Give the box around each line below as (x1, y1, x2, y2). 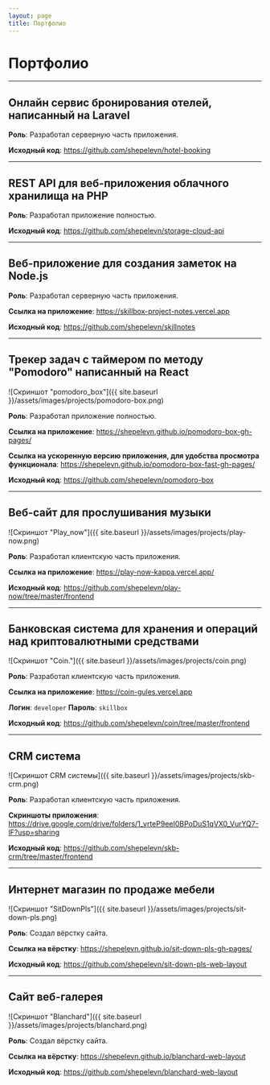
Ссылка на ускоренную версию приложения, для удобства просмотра (8, 450, 260, 460)
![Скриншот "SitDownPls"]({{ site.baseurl (8, 904, 146, 913)
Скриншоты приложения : (8, 810, 99, 820)
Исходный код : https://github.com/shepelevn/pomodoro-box (8, 474, 215, 484)
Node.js (8, 269, 49, 283)
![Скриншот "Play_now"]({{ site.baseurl (8, 527, 139, 536)
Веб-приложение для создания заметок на (8, 257, 237, 271)
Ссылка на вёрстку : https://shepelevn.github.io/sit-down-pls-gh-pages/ (8, 943, 252, 953)
